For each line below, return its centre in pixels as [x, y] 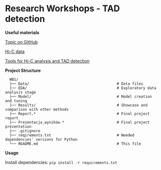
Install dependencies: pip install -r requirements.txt [61, 162]
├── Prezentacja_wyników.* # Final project [80, 122]
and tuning [16, 101]
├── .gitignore [25, 131]
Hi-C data [15, 51]
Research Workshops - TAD [63, 9]
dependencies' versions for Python [41, 139]
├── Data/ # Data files [76, 84]
